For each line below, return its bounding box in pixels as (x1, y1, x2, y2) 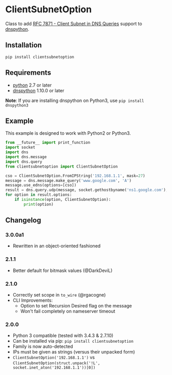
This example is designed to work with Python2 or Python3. (5, 130, 132, 136)
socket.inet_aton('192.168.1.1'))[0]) (12, 365, 96, 370)
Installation (5, 41, 42, 50)
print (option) (24, 201, 54, 207)
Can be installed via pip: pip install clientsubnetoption (12, 338, 134, 344)
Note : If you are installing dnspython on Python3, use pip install (5, 97, 144, 103)
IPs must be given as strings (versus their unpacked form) (12, 349, 135, 355)
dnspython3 (5, 102, 29, 108)
